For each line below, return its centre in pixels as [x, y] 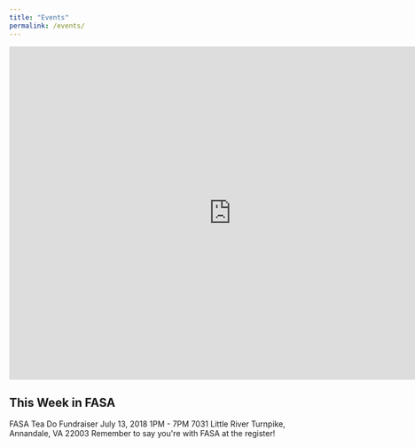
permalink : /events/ [47, 26]
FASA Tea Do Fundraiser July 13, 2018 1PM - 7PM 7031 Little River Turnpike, [147, 424]
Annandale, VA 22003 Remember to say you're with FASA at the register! [142, 434]
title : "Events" [39, 17]
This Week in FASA [63, 402]
